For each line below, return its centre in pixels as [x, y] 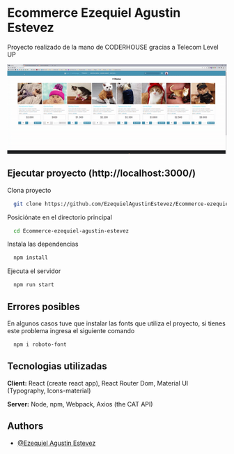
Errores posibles [44, 306]
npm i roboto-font [40, 345]
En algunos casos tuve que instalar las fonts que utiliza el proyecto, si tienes [117, 323]
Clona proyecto [29, 190]
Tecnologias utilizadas [57, 366]
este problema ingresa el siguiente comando [71, 331]
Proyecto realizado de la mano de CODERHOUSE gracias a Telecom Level [113, 47]
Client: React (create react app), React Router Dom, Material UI [98, 383]
